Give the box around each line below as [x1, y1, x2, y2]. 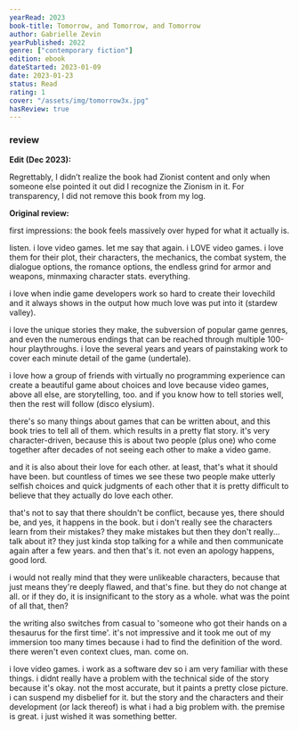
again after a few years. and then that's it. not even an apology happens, [9, 545, 275, 556]
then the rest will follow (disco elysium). [9, 398, 155, 409]
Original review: [9, 207, 69, 219]
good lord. [9, 554, 47, 565]
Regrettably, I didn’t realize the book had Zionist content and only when [9, 171, 271, 182]
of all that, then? [9, 600, 69, 611]
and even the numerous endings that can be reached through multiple [9, 334, 265, 344]
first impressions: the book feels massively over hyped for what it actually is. [9, 225, 290, 236]
